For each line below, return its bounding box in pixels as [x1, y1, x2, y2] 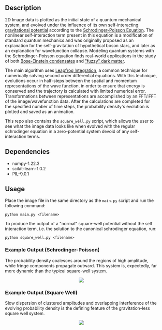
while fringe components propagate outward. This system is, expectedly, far [5, 263, 157, 268]
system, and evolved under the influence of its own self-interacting [5, 22, 139, 28]
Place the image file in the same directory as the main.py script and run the [5, 198, 154, 203]
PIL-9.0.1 [12, 171, 29, 177]
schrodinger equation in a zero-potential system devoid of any [5, 128, 129, 134]
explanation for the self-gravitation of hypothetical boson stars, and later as [5, 42, 156, 48]
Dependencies [5, 148, 50, 156]
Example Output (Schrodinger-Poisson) [5, 247, 100, 253]
